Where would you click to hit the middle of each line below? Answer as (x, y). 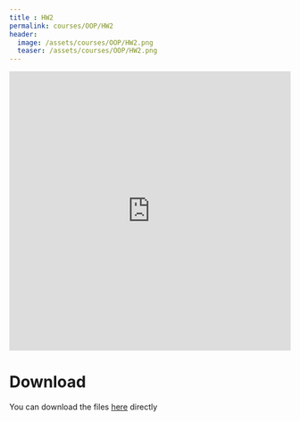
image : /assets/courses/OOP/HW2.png (85, 42)
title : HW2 (31, 17)
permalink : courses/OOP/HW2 (62, 26)
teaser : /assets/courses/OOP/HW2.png (87, 51)
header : (24, 34)
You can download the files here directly (83, 407)
